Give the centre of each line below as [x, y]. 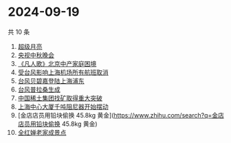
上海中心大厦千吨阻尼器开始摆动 [63, 107]
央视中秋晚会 [36, 55]
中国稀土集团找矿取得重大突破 [60, 98]
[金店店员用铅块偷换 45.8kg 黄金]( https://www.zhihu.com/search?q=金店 [121, 115]
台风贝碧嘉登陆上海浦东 [51, 80]
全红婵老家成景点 [42, 132]
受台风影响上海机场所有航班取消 [63, 72]
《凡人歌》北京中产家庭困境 [57, 63]
